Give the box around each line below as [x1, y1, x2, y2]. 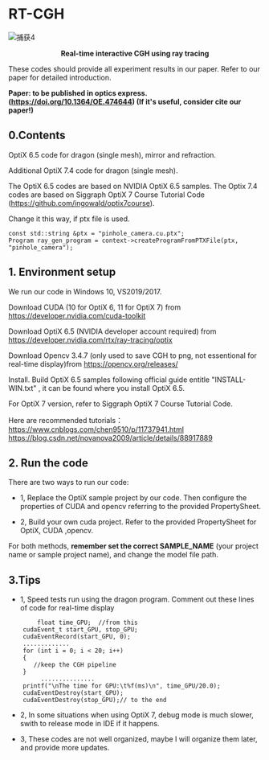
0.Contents [8, 129, 66, 142]
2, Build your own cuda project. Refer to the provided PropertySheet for [19, 517, 257, 527]
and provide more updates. [19, 743, 110, 753]
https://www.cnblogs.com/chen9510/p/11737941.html [8, 424, 185, 434]
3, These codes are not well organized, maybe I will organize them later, [19, 734, 259, 744]
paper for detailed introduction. [8, 72, 112, 82]
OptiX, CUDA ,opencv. [19, 526, 94, 536]
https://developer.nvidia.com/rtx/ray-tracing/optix [8, 335, 173, 344]
